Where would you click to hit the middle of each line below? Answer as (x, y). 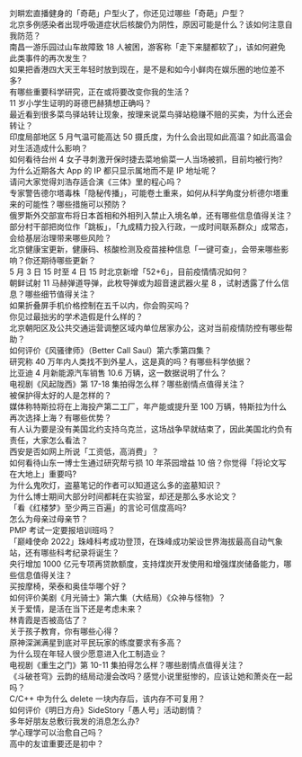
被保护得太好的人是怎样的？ (61, 395)
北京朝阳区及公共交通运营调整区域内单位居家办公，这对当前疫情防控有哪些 (147, 328)
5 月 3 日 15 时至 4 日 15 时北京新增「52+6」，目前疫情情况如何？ (129, 272)
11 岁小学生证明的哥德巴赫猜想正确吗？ (81, 103)
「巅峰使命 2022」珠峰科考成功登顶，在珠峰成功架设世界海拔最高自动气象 (146, 541)
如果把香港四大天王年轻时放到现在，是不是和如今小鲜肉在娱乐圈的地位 (139, 69)
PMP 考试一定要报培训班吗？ (62, 530)
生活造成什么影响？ (52, 148)
